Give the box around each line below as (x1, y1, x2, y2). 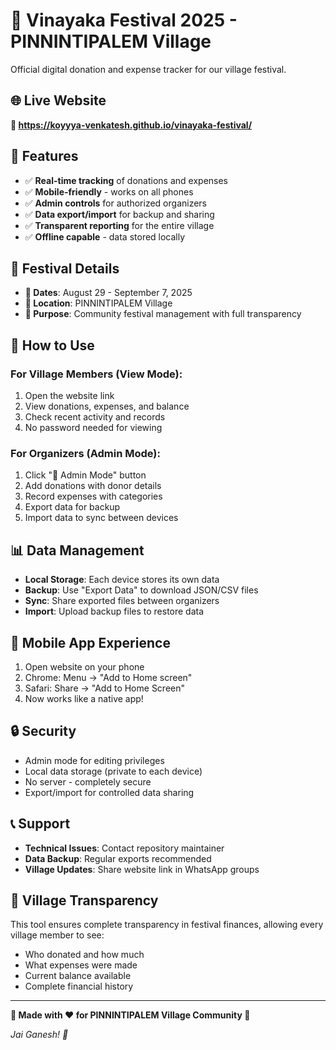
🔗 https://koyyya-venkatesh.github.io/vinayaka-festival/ (10, 119, 253, 131)
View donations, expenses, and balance (24, 400, 190, 413)
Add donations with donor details (24, 480, 162, 492)
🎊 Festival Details (10, 260, 120, 277)
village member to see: (10, 929, 105, 941)
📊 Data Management (10, 542, 145, 559)
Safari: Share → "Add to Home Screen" (24, 682, 186, 694)
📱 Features (10, 148, 79, 165)
